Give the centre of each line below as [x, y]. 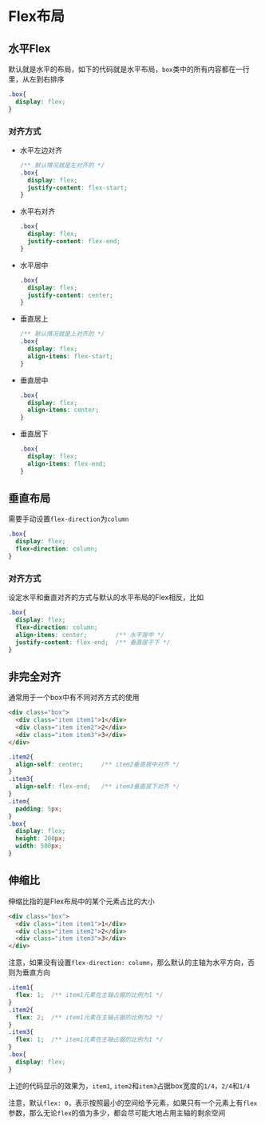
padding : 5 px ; [39, 809]
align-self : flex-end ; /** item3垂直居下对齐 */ [98, 787]
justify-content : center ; [70, 295]
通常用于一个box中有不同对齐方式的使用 [74, 698]
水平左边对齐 [41, 150]
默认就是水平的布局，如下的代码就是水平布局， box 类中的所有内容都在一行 [129, 69]
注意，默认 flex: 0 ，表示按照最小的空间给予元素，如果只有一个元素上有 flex [133, 1103]
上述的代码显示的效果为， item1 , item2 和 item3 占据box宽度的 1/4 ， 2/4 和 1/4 [129, 1086]
